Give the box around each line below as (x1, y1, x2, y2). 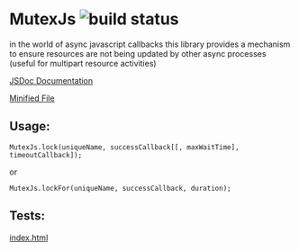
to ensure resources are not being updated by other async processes (9, 48, 267, 58)
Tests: (9, 208, 45, 224)
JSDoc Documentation (9, 75, 94, 85)
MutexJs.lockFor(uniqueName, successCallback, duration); (9, 184, 231, 193)
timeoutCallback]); (9, 150, 83, 159)
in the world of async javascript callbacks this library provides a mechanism (9, 39, 291, 49)
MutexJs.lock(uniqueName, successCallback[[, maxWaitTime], (9, 142, 240, 152)
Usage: (9, 119, 51, 134)
